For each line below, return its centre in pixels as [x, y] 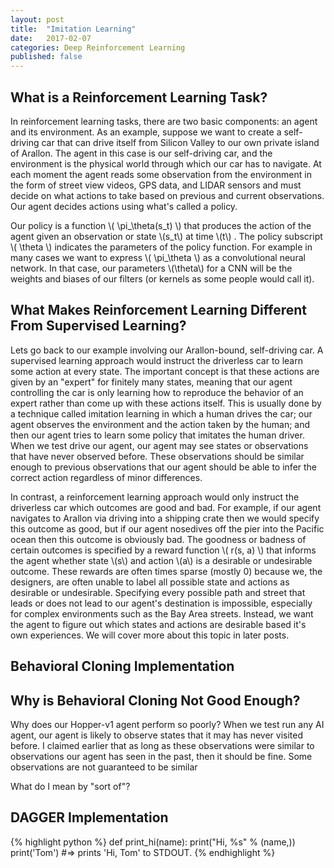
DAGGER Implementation [89, 817]
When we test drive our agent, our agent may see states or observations [159, 445]
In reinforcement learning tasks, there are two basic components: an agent [164, 121]
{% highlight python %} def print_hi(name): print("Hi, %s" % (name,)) [153, 842]
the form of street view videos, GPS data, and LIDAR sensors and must [156, 185]
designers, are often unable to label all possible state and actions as [150, 582]
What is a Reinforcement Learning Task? [139, 97]
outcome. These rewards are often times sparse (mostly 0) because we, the [166, 571]
